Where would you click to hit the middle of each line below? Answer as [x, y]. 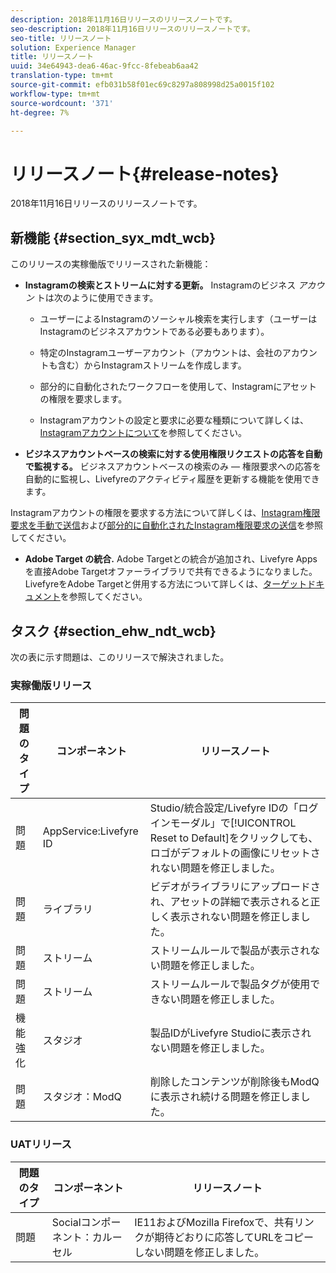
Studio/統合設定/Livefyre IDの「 [224, 808]
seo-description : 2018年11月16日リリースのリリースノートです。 [132, 29]
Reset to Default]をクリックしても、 [234, 838]
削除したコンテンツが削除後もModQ [234, 1082]
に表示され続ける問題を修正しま [225, 1097]
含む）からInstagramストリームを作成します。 [152, 365]
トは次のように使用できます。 [97, 298]
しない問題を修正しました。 [199, 1252]
